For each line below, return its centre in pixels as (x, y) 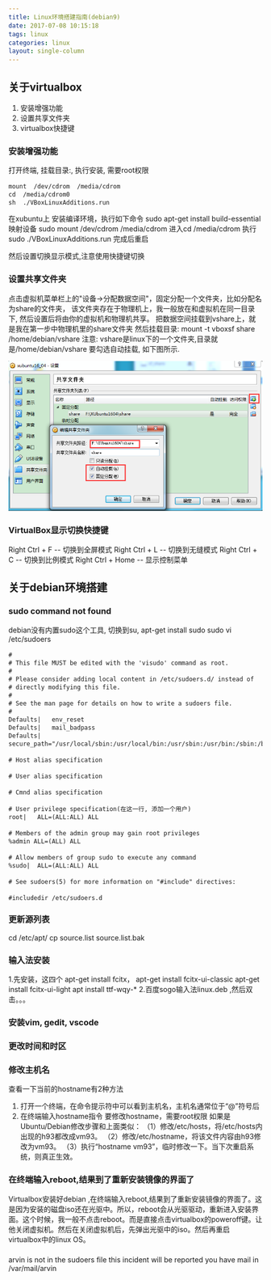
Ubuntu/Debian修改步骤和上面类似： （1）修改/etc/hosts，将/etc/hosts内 (141, 1126)
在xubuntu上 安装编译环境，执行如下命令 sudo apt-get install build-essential (135, 219)
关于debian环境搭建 (58, 587)
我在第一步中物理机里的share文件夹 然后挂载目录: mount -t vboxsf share (135, 328)
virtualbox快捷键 (47, 128)
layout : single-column (46, 51)
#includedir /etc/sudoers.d (56, 898)
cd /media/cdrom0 (39, 195)
